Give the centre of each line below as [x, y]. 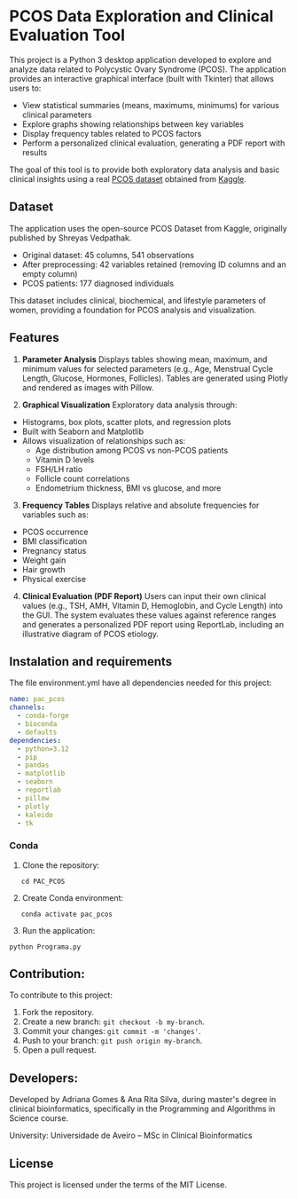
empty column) [50, 273]
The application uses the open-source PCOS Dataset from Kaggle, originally [148, 228]
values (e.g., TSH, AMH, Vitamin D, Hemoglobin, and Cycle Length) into [152, 605]
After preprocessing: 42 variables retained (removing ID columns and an [154, 264]
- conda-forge [43, 716]
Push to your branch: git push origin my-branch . [112, 1041]
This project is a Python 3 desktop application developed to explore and [141, 59]
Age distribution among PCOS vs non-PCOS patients [132, 450]
